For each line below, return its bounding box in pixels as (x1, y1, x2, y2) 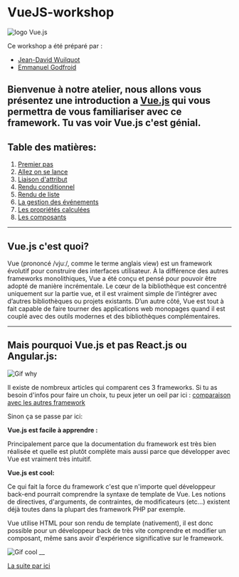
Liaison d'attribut (17, 175, 68, 184)
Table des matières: (7, 141, 97, 153)
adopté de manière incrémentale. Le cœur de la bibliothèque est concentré (7, 282, 228, 290)
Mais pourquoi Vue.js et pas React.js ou (7, 339, 187, 351)
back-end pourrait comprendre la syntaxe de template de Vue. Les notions (7, 489, 226, 498)
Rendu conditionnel (17, 183, 75, 191)
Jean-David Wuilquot (17, 55, 80, 64)
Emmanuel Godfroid (17, 63, 77, 71)
